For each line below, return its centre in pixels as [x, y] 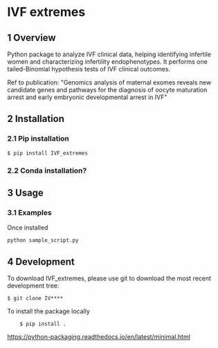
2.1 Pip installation [38, 139]
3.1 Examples [29, 212]
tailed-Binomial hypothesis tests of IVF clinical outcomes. [89, 69]
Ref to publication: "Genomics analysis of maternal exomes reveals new [109, 82]
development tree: [33, 286]
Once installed [28, 228]
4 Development [41, 262]
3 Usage [25, 193]
